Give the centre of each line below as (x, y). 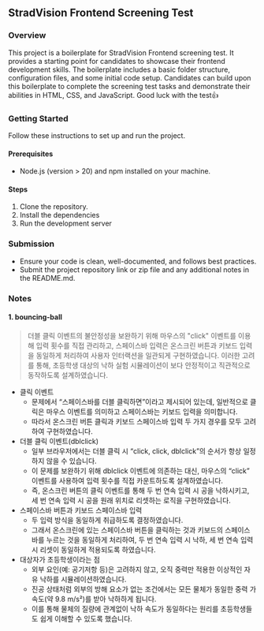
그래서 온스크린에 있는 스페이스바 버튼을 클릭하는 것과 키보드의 (127, 530)
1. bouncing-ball (35, 317)
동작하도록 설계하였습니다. (68, 375)
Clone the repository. (54, 207)
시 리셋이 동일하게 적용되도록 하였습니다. (93, 549)
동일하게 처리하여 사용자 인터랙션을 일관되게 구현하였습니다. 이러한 (138, 355)
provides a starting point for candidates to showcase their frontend (117, 61)
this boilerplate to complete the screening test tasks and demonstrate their (129, 86)
